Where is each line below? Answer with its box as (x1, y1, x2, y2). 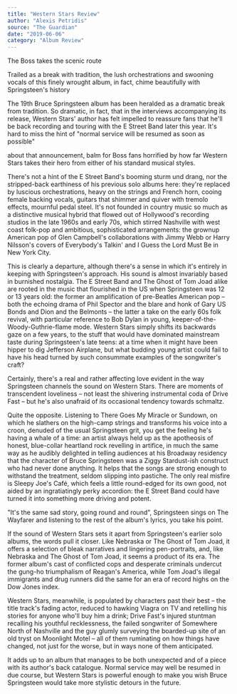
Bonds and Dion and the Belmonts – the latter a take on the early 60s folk (7, 307, 222, 316)
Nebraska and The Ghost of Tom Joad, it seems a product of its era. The (7, 552, 221, 561)
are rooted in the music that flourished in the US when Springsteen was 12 (7, 285, 225, 293)
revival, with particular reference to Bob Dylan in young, (7, 315, 171, 324)
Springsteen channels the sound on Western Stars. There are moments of (7, 382, 223, 391)
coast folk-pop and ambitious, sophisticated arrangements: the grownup (7, 225, 220, 234)
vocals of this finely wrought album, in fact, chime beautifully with (7, 78, 201, 86)
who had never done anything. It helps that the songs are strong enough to (7, 464, 227, 473)
